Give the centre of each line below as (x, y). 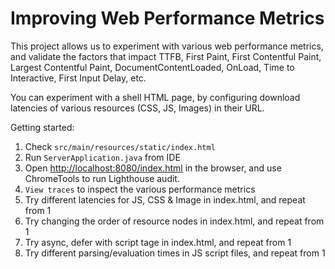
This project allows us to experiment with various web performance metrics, (167, 46)
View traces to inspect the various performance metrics (140, 189)
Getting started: (42, 127)
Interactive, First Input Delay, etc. (78, 78)
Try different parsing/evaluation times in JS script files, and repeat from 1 (175, 253)
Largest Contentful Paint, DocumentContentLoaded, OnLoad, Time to (152, 67)
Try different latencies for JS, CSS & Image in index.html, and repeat (165, 199)
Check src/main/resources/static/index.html (120, 146)
